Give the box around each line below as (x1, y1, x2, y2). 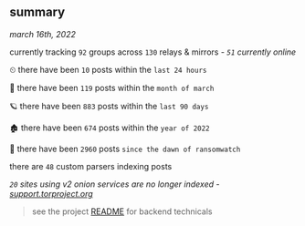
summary (9, 5, 66, 20)
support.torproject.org (9, 188, 93, 199)
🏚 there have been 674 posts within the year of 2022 (9, 122, 210, 133)
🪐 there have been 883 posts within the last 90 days (9, 100, 209, 111)
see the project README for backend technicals (31, 206, 213, 217)
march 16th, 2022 (9, 28, 76, 39)
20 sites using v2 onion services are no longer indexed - (9, 179, 220, 190)
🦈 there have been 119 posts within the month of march (9, 82, 215, 93)
